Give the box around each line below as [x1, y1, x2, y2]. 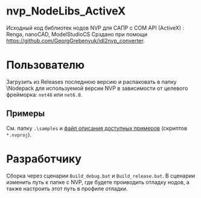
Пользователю [6, 59, 85, 72]
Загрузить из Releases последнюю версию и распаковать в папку [6, 78, 177, 85]
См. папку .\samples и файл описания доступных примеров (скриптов [6, 124, 188, 132]
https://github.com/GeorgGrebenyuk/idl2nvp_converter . [6, 37, 145, 44]
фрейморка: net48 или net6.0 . [6, 91, 83, 98]
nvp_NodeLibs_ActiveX [6, 4, 126, 18]
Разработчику [6, 152, 81, 165]
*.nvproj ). [6, 131, 32, 138]
